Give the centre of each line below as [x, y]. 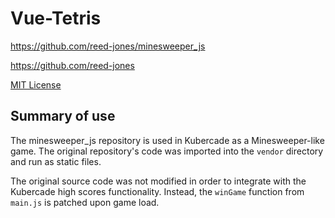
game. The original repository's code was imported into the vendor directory [167, 151]
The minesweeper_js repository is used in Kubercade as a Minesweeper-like [167, 140]
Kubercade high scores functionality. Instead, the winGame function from [157, 191]
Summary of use [63, 116]
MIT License [36, 84]
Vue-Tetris [56, 18]
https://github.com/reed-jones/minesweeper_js [108, 46]
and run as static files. [56, 161]
